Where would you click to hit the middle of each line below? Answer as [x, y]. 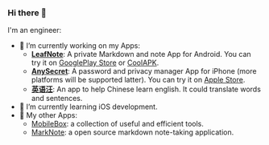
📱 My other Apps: [48, 115]
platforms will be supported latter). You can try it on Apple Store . [138, 80]
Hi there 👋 [27, 13]
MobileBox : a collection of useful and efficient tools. [118, 124]
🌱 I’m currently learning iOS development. [88, 107]
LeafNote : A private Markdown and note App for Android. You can [141, 54]
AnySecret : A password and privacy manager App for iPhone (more [144, 71]
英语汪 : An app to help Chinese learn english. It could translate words [146, 89]
